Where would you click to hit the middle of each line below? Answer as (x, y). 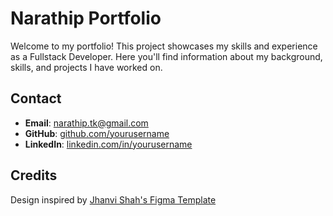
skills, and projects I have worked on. (86, 67)
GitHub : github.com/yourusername (97, 133)
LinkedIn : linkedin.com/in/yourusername (108, 144)
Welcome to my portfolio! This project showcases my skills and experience (164, 46)
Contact (36, 98)
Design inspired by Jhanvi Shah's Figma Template (113, 199)
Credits (34, 175)
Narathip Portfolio (86, 18)
